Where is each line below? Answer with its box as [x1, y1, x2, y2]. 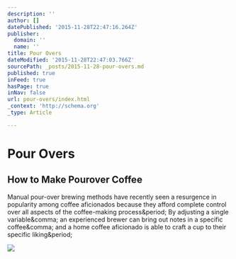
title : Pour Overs [7, 50, 62, 57]
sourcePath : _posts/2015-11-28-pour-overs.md [7, 63, 144, 70]
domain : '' [13, 37, 46, 44]
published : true [7, 69, 55, 76]
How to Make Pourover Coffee [7, 174, 143, 186]
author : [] [7, 17, 40, 24]
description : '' [7, 10, 55, 18]
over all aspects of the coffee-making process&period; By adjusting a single [7, 207, 229, 216]
